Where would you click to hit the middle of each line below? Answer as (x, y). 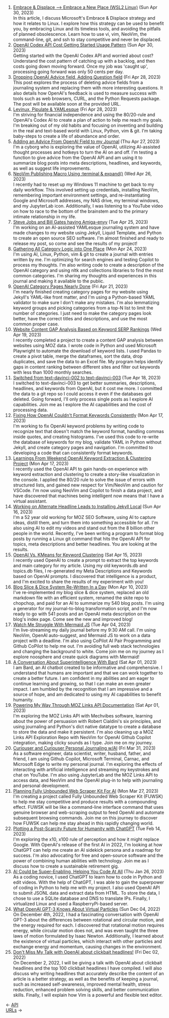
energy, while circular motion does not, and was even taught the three (86, 931)
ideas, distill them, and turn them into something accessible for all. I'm (86, 523)
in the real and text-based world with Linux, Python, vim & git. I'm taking (88, 131)
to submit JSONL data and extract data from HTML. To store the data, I (86, 893)
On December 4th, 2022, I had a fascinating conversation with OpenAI (86, 914)
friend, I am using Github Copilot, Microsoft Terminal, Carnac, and (81, 759)
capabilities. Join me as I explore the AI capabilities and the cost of (82, 404)
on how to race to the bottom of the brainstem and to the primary (80, 211)
